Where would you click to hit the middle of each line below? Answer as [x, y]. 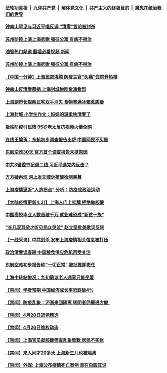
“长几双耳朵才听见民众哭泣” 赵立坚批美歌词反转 [55, 227]
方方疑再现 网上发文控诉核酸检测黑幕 [44, 177]
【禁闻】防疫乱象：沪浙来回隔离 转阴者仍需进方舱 [57, 303]
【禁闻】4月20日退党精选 [32, 315]
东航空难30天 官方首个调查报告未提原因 [46, 152]
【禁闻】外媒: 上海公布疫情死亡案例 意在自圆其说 [56, 365]
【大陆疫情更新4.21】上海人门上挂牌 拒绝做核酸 [55, 202]
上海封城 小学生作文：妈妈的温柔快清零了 [48, 115]
